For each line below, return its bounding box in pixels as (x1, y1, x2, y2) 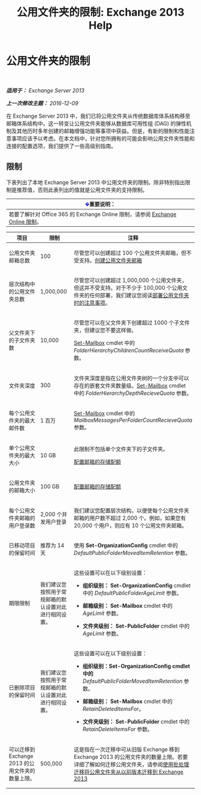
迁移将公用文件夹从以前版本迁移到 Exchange (74, 768, 184, 775)
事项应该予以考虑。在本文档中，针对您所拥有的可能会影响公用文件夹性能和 (11, 134, 195, 142)
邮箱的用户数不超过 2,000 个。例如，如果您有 (74, 514, 187, 521)
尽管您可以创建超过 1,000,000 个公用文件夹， (74, 277, 187, 284)
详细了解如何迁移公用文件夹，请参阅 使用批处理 (74, 760, 190, 768)
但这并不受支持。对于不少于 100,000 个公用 (74, 284, 182, 291)
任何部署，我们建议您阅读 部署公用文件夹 (89, 292, 190, 299)
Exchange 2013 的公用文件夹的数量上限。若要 (74, 753, 188, 760)
